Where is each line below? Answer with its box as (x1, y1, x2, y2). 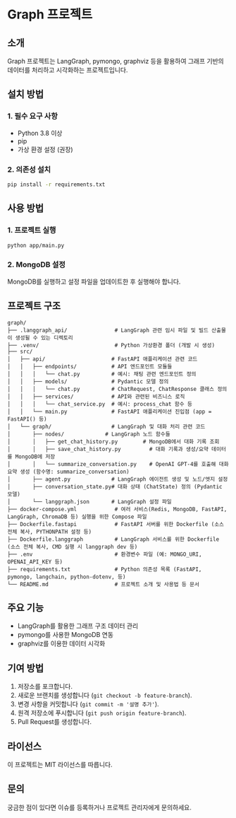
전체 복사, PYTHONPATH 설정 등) (7, 528, 92, 535)
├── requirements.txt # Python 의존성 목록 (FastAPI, (7, 566, 202, 573)
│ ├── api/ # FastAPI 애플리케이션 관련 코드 (7, 355, 198, 363)
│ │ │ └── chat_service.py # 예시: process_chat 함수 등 (7, 400, 192, 407)
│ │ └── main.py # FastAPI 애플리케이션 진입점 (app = (7, 408, 212, 415)
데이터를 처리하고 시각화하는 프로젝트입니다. (7, 66, 128, 74)
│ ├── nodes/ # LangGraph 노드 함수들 (7, 431, 170, 438)
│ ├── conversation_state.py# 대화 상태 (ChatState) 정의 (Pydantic (7, 483, 223, 490)
